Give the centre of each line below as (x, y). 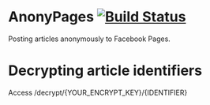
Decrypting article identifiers (105, 71)
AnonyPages (51, 17)
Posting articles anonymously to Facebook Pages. (90, 39)
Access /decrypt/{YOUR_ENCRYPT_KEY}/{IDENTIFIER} (98, 92)
